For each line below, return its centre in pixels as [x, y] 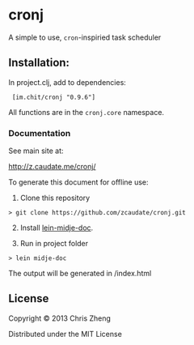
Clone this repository [55, 198]
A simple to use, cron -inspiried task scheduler [85, 37]
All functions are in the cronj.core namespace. [86, 112]
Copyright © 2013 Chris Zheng [60, 318]
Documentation [40, 133]
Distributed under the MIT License [65, 334]
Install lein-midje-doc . [57, 228]
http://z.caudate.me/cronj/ [52, 167]
